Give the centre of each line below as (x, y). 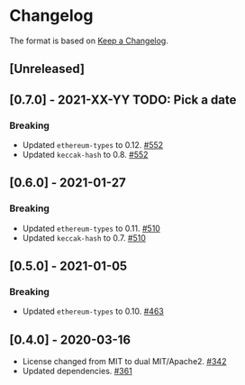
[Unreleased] (47, 69)
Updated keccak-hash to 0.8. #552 (85, 155)
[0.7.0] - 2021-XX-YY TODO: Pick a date (123, 100)
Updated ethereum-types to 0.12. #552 (93, 145)
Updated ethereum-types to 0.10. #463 (93, 311)
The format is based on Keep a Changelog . (89, 41)
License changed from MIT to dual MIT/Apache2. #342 (124, 362)
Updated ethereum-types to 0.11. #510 (91, 228)
